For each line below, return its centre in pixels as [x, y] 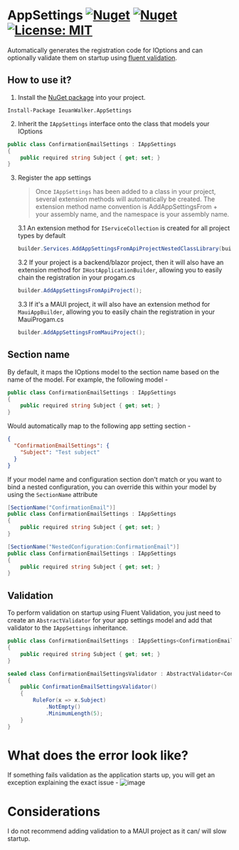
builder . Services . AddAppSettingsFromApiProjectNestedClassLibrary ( [120, 249]
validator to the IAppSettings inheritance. [68, 628]
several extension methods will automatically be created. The [125, 199]
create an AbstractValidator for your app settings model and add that [110, 620]
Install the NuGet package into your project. [81, 97]
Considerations [54, 811]
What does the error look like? [98, 755]
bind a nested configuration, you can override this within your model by [112, 487]
